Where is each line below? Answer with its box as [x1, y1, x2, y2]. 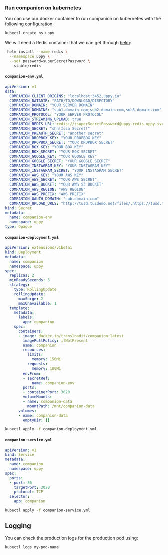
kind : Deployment [5, 250, 41, 255]
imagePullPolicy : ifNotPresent [23, 338, 88, 343]
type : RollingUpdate [14, 287, 57, 292]
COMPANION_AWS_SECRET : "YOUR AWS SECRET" [9, 177, 97, 182]
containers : [18, 329, 43, 334]
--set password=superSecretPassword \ [9, 58, 91, 64]
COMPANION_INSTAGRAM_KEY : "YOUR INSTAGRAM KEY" [9, 163, 111, 168]
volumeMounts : [23, 394, 52, 400]
